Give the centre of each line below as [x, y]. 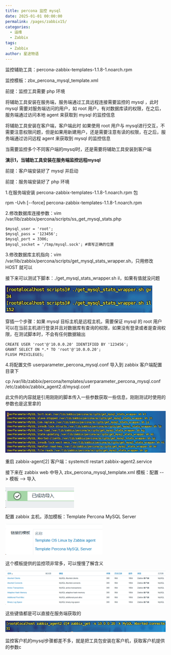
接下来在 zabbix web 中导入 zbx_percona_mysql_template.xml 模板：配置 [82, 472]
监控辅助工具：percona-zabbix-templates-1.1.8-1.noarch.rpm [69, 69]
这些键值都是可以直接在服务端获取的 [43, 613]
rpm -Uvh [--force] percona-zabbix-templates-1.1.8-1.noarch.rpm [74, 202]
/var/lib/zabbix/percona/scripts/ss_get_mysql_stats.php [63, 219]
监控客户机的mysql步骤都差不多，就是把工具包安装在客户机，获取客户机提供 [85, 641]
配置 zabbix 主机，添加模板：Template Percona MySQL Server [71, 516]
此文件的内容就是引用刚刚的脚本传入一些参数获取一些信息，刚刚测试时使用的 [85, 397]
